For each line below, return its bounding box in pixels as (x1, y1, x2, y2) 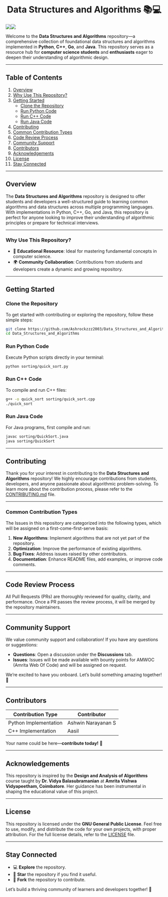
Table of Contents (5, 73, 63, 82)
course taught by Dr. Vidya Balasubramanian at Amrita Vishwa (5, 778, 137, 784)
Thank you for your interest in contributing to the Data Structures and (5, 470, 149, 476)
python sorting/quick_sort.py (5, 364, 69, 369)
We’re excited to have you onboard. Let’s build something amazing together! (5, 672, 162, 678)
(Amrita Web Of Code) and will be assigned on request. (12, 662, 127, 668)
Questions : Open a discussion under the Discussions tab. (12, 651, 133, 658)
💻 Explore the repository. (12, 864, 66, 870)
